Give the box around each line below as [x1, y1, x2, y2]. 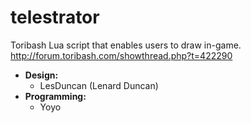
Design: [24, 69, 59, 81]
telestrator [10, 6, 100, 29]
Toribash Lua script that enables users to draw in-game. [10, 39, 242, 51]
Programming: [24, 90, 87, 102]
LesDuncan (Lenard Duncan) [39, 79, 159, 91]
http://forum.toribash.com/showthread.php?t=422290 [10, 49, 233, 61]
